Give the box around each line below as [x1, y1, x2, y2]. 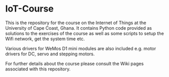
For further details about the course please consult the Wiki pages [5, 60, 144, 66]
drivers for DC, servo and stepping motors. [5, 51, 95, 57]
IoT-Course [5, 3, 54, 15]
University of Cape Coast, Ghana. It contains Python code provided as [5, 25, 152, 31]
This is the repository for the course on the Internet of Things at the [5, 20, 146, 26]
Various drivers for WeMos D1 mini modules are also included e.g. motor [5, 45, 156, 51]
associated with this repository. [5, 66, 71, 72]
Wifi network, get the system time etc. [5, 36, 85, 42]
